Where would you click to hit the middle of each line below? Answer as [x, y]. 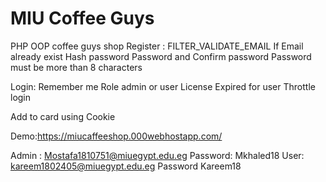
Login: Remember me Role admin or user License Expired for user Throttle [163, 86]
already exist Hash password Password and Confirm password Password [161, 56]
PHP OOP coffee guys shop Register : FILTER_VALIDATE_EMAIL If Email [157, 46]
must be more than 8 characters [76, 67]
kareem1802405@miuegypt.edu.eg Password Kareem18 [126, 166]
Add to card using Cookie [63, 116]
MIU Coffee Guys [82, 18]
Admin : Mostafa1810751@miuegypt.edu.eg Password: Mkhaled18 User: [157, 155]
